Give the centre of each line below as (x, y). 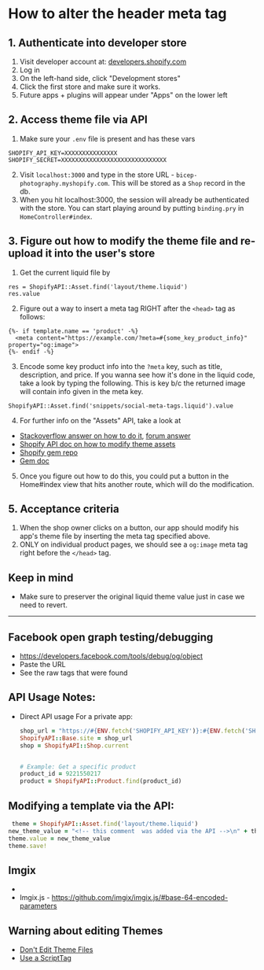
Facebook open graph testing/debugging (111, 637)
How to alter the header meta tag (117, 14)
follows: (32, 316)
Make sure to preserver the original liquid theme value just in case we (132, 597)
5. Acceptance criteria (64, 509)
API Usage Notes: (52, 697)
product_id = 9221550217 (60, 774)
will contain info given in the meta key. (81, 391)
